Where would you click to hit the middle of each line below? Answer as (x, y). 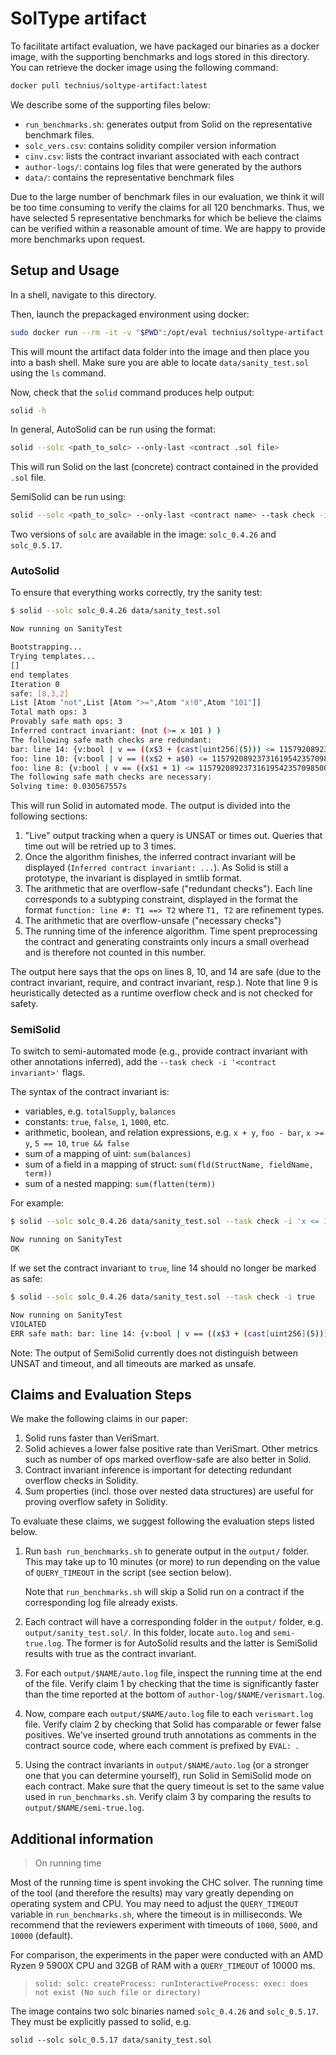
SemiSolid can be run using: (68, 497)
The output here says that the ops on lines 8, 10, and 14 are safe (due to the (166, 972)
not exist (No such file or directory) (118, 1993)
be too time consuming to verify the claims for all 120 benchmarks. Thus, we (167, 207)
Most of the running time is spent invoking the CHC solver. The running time (167, 1883)
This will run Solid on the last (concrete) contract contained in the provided (164, 467)
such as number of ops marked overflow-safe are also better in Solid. (168, 1459)
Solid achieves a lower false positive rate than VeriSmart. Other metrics (171, 1449)
